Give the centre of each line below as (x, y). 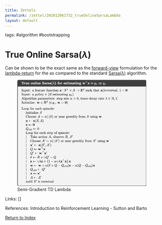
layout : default (21, 20)
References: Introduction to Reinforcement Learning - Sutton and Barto (76, 208)
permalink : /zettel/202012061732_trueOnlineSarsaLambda (63, 15)
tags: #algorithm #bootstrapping (37, 35)
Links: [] (13, 199)
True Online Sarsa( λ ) (48, 55)
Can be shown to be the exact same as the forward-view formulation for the (81, 68)
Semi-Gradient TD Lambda (44, 189)
